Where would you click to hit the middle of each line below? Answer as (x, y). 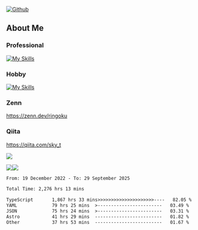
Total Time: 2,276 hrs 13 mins (45, 189)
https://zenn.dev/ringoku (37, 116)
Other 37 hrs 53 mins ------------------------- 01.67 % (97, 222)
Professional (25, 45)
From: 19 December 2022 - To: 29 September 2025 (68, 178)
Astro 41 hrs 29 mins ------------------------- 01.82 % (97, 217)
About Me (25, 28)
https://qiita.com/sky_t (34, 145)
